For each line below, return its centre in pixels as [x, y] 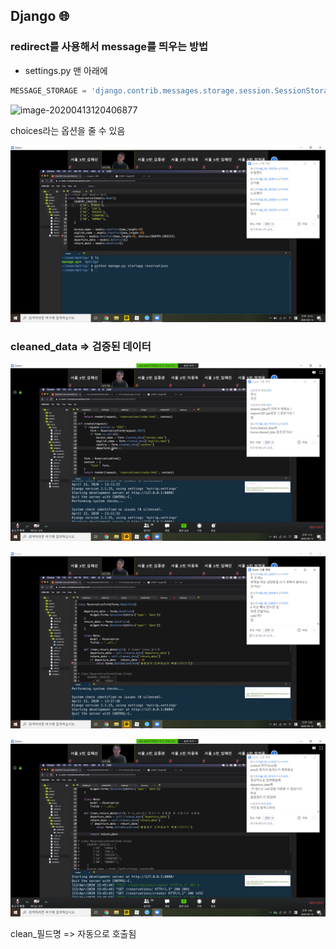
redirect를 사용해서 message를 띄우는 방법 [109, 47]
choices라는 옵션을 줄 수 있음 [68, 130]
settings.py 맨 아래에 [66, 70]
